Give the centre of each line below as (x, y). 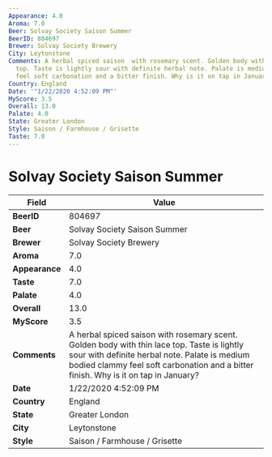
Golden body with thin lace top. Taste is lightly (156, 344)
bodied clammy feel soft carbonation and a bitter (161, 365)
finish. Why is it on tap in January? (134, 375)
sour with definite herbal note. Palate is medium (159, 355)
